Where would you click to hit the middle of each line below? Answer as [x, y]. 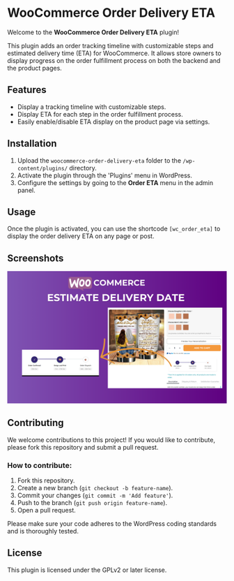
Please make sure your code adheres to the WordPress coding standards [112, 523]
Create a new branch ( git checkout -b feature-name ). [95, 487]
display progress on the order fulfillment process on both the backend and [114, 60]
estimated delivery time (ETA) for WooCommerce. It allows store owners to [114, 53]
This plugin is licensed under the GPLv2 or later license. [87, 570]
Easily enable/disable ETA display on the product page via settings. [114, 122]
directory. [83, 168]
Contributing [36, 423]
